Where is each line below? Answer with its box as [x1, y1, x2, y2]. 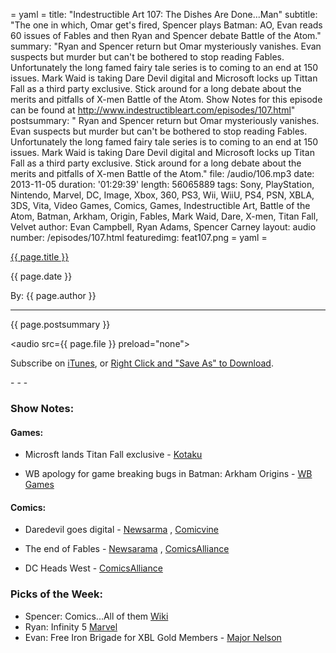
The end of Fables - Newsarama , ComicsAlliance [24, 543, 230, 555]
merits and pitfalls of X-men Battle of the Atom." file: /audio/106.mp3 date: [10, 168, 315, 179]
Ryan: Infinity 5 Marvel [24, 620, 118, 633]
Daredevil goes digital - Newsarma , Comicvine [24, 524, 220, 536]
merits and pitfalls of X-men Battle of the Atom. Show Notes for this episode [10, 94, 323, 105]
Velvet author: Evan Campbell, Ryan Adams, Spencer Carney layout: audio [10, 221, 317, 233]
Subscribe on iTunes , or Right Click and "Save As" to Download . [10, 357, 274, 369]
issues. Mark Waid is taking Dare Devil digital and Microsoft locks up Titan [10, 147, 315, 158]
